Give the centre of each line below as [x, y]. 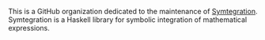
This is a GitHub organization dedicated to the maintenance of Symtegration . [133, 11]
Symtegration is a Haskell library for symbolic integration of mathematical [128, 20]
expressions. [29, 28]
